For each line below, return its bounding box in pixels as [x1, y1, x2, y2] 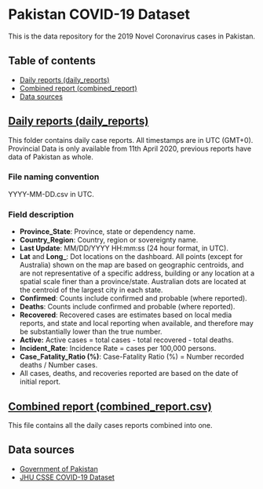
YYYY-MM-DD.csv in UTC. [8, 189, 94, 199]
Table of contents [8, 54, 96, 68]
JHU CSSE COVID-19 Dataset [19, 473, 115, 482]
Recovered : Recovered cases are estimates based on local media [19, 310, 232, 319]
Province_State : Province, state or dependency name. [19, 227, 196, 236]
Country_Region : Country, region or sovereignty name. [19, 235, 199, 245]
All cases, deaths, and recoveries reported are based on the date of [19, 369, 239, 378]
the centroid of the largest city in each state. [19, 285, 163, 295]
